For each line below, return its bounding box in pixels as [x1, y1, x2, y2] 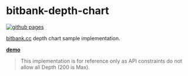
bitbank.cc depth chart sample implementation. [6, 34, 120, 42]
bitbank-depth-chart [6, 4, 110, 18]
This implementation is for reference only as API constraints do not [20, 57, 182, 64]
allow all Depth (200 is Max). [20, 63, 90, 71]
